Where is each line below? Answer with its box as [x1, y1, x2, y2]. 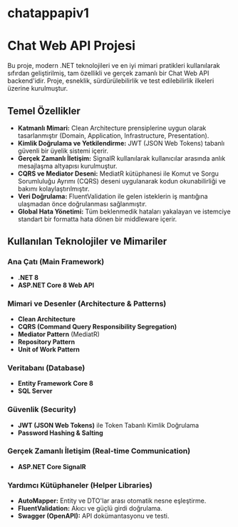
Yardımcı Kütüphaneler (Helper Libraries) [7, 480, 153, 490]
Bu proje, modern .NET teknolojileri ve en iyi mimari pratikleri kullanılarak [7, 61, 220, 70]
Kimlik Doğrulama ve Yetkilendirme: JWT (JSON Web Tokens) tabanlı [17, 139, 225, 147]
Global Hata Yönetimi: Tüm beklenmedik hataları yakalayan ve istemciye [17, 207, 231, 216]
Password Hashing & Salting [17, 428, 103, 437]
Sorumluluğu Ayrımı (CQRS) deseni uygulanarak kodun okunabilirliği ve [17, 176, 226, 185]
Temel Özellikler [7, 105, 81, 117]
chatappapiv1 [7, 5, 89, 21]
